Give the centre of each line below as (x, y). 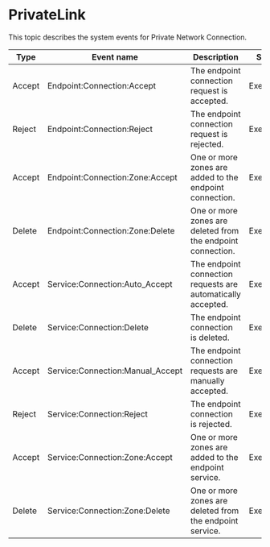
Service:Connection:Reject (98, 414)
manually (207, 380)
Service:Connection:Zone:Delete (108, 511)
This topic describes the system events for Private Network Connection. (128, 37)
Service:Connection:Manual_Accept (115, 371)
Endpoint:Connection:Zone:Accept (112, 177)
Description (215, 56)
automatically (215, 294)
